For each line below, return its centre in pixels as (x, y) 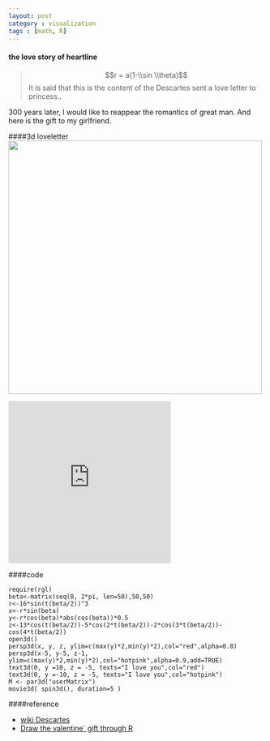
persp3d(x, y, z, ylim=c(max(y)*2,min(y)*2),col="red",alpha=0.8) (123, 646)
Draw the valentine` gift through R (77, 728)
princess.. (45, 96)
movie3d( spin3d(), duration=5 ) (65, 689)
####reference (34, 704)
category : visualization (52, 24)
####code (26, 574)
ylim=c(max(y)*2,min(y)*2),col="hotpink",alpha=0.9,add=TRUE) (116, 660)
